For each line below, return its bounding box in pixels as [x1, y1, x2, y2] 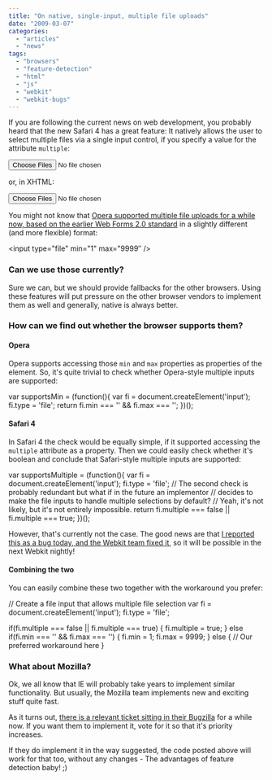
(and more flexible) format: [8, 228, 98, 238]
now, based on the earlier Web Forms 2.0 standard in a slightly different [8, 219, 248, 229]
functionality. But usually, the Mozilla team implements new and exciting [8, 688, 249, 698]
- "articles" [15, 34, 60, 43]
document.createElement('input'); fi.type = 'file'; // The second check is [8, 478, 249, 489]
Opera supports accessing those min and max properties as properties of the [8, 358, 262, 368]
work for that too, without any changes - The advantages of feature [8, 754, 234, 764]
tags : [8, 50, 27, 58]
